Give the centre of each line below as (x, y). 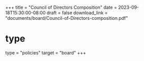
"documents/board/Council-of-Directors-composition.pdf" (67, 18)
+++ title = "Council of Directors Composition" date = (61, 7)
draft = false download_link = (77, 13)
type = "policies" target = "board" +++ (46, 52)
